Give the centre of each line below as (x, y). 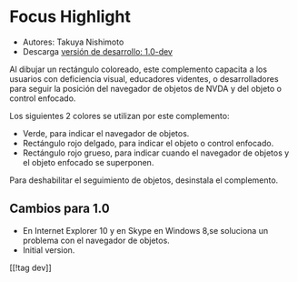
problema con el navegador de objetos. (96, 240)
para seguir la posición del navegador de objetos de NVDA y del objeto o (145, 88)
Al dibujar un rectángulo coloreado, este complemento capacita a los (139, 69)
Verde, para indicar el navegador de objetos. (106, 133)
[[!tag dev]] (30, 267)
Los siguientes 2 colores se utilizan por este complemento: (119, 116)
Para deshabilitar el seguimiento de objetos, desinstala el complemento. (144, 180)
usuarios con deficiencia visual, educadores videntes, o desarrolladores (144, 78)
